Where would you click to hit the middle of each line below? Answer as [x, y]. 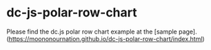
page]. [188, 32]
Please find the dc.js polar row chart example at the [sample [92, 32]
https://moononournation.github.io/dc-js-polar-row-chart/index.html [105, 38]
